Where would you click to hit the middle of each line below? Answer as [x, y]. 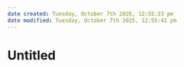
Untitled [32, 55]
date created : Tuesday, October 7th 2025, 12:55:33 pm [91, 14]
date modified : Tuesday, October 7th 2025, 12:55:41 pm [92, 20]
